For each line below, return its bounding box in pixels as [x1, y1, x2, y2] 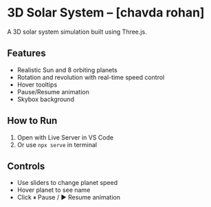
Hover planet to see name [16, 186, 91, 194]
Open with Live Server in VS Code [16, 133, 114, 142]
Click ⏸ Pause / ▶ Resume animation [16, 193, 120, 201]
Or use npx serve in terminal [16, 140, 98, 149]
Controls [7, 160, 45, 172]
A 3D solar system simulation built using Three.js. [7, 28, 147, 36]
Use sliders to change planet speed [16, 179, 118, 187]
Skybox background [16, 95, 74, 103]
